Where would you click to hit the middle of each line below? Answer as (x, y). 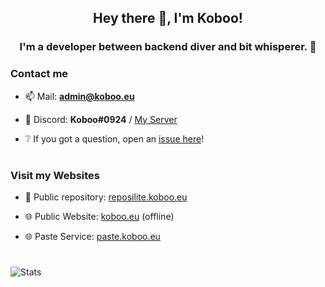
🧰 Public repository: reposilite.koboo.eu (106, 197)
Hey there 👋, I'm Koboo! (168, 18)
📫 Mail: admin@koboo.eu (79, 96)
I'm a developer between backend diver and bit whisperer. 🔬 (168, 47)
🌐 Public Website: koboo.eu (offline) (99, 217)
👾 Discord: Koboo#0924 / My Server (101, 119)
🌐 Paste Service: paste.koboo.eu (92, 237)
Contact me (39, 74)
